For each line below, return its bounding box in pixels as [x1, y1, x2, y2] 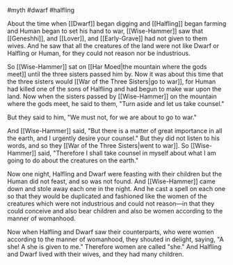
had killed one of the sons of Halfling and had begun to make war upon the [7, 85, 222, 93]
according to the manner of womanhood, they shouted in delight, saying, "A [7, 235, 224, 243]
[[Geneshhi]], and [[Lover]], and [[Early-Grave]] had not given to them [7, 34, 207, 43]
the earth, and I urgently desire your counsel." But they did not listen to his [7, 134, 220, 142]
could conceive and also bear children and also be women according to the [7, 207, 223, 215]
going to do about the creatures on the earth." [7, 156, 139, 165]
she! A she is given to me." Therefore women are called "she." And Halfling [7, 243, 222, 250]
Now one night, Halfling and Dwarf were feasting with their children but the [7, 170, 223, 178]
